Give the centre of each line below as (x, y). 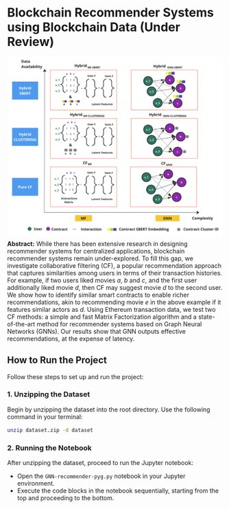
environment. (36, 483)
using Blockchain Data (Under (94, 27)
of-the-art (21, 324)
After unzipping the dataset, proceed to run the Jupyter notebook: (100, 463)
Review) (31, 42)
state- (206, 317)
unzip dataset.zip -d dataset (50, 430)
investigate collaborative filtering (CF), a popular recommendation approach (114, 265)
